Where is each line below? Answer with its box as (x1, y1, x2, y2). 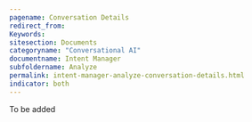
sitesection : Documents (9, 37, 98, 47)
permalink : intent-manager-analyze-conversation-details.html (9, 71, 245, 80)
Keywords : (9, 29, 46, 38)
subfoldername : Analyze (9, 63, 98, 72)
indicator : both (9, 79, 69, 88)
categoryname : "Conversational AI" (9, 46, 142, 55)
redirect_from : (9, 21, 66, 30)
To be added (9, 103, 56, 114)
